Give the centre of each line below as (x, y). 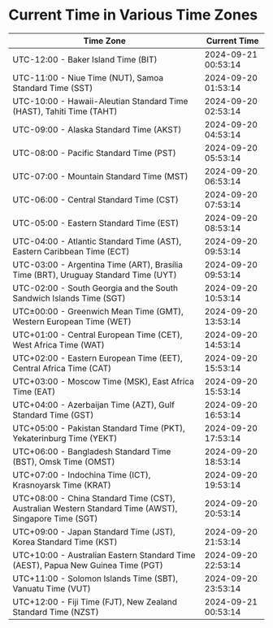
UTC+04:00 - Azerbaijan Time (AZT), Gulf (93, 405)
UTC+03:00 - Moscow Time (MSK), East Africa (104, 381)
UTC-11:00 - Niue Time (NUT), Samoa (88, 77)
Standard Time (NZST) (56, 612)
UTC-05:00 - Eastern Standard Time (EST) (96, 223)
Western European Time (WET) (72, 321)
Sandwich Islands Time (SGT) (69, 298)
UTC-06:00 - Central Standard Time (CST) (95, 199)
